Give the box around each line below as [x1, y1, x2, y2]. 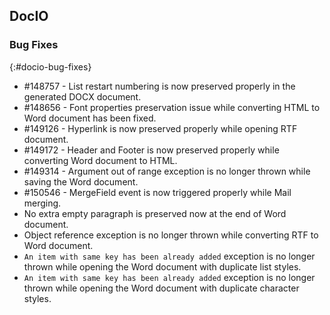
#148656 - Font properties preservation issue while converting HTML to [23, 101, 321, 113]
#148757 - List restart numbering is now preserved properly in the [23, 80, 296, 92]
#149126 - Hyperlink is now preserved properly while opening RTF [23, 122, 298, 134]
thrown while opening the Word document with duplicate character [23, 282, 300, 294]
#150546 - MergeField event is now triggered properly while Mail [23, 186, 292, 198]
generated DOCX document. [23, 90, 142, 103]
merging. [23, 197, 62, 209]
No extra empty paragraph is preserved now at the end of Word [23, 207, 287, 219]
